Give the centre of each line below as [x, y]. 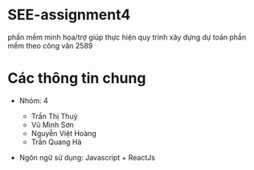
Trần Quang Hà [56, 142]
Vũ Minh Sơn [52, 124]
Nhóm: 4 [34, 100]
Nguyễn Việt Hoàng [64, 133]
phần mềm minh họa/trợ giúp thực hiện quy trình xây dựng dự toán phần [127, 37]
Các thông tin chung [77, 79]
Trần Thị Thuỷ [54, 116]
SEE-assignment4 [69, 15]
